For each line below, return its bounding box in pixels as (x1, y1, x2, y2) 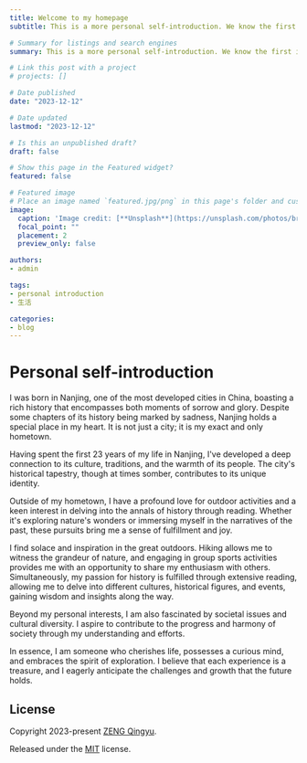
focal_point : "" (17, 222, 79, 231)
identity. (9, 478, 40, 489)
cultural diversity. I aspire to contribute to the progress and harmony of (9, 619, 276, 630)
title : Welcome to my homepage (9, 13, 129, 23)
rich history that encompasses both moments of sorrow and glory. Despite (9, 402, 290, 413)
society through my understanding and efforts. (9, 628, 185, 640)
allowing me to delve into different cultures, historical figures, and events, (9, 581, 286, 592)
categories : (9, 314, 55, 323)
